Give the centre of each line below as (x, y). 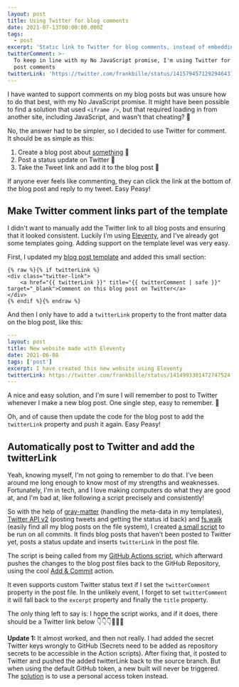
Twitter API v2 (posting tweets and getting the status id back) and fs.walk (115, 519)
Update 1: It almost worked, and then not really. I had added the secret (111, 638)
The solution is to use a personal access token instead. (88, 676)
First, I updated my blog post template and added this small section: (107, 257)
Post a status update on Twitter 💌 (66, 159)
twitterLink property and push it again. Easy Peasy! (84, 424)
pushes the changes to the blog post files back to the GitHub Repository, (114, 564)
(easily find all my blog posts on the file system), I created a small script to (116, 527)
